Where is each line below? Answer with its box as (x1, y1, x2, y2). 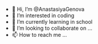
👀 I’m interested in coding (11, 12, 75, 19)
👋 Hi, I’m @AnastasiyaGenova (11, 6, 85, 12)
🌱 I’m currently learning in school (11, 18, 93, 25)
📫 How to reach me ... (11, 32, 67, 38)
